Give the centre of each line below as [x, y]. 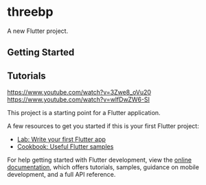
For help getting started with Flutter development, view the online [100, 160]
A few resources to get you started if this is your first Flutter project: [103, 126]
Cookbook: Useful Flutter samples [65, 147]
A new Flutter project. [38, 31]
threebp [30, 12]
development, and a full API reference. [61, 175]
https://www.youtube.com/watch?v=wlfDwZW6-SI [78, 99]
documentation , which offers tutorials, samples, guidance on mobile [103, 167]
